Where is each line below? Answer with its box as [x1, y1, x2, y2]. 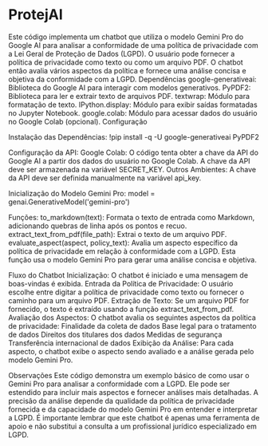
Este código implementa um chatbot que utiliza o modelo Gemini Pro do [8, 32, 244, 41]
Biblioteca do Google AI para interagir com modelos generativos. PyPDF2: [8, 82, 251, 93]
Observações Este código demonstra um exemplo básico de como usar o [8, 370, 250, 380]
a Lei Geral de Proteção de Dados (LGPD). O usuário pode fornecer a [8, 49, 235, 58]
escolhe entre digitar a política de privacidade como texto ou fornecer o [8, 287, 245, 297]
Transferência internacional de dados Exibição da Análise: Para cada [8, 337, 234, 348]
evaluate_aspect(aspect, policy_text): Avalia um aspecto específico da [8, 238, 238, 247]
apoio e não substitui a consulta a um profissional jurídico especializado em [8, 421, 257, 431]
